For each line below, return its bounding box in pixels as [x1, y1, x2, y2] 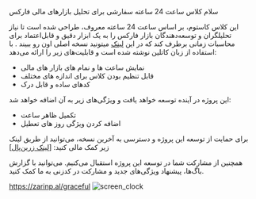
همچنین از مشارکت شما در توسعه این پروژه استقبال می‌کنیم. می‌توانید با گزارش [9, 158, 243, 167]
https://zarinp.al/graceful [9, 182, 90, 191]
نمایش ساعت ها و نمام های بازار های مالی [20, 63, 145, 72]
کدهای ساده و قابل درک [20, 79, 90, 89]
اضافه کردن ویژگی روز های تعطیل [20, 119, 121, 128]
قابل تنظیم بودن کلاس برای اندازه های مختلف [20, 71, 154, 80]
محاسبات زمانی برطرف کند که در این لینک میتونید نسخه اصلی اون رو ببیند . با [9, 39, 235, 48]
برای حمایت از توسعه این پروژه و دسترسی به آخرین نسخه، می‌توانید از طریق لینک [9, 134, 249, 144]
